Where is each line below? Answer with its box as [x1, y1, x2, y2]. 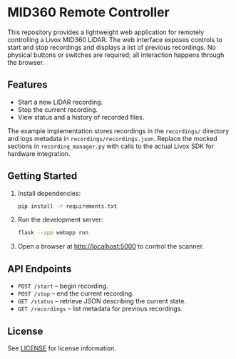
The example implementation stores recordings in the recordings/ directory [7, 126, 230, 135]
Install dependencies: [17, 189, 81, 197]
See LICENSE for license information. [7, 343, 116, 353]
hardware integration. [7, 149, 71, 157]
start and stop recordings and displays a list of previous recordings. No [7, 43, 216, 51]
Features [7, 79, 48, 91]
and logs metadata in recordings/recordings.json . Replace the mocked [7, 134, 217, 142]
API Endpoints [7, 263, 72, 275]
